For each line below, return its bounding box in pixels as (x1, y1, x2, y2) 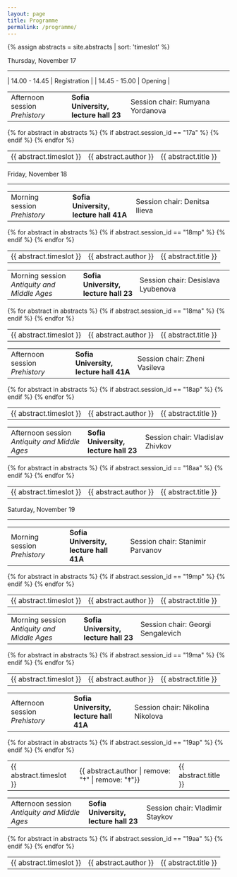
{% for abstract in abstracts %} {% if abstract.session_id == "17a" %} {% (7, 129, 219, 137)
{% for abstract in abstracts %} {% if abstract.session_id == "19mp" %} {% (7, 573, 226, 581)
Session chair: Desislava (139, 275, 220, 285)
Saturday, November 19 (7, 506, 75, 514)
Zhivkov (145, 441, 171, 451)
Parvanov (130, 545, 162, 555)
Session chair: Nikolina (133, 703, 209, 712)
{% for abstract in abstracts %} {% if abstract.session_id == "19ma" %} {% (7, 651, 226, 660)
